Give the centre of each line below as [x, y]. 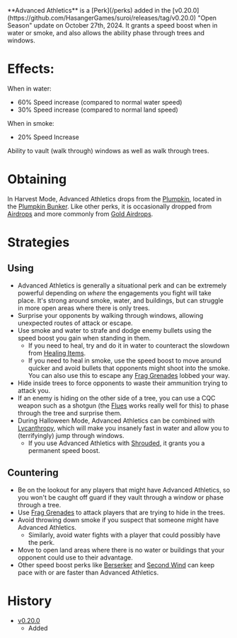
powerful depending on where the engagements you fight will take [114, 293]
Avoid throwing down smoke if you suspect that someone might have [118, 520]
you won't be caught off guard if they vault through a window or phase [121, 497]
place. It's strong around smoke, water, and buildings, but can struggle [121, 300]
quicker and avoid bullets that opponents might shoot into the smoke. [129, 368]
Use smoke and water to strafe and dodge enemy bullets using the [115, 330]
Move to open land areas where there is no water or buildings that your [121, 550]
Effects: [31, 69]
